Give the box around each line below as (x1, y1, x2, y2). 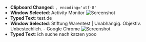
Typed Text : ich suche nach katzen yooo (10, 31, 97, 37)
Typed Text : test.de (10, 15, 52, 21)
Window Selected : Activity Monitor (10, 10, 85, 16)
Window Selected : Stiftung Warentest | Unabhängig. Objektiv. (10, 20, 141, 26)
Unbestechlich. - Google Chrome (10, 26, 80, 32)
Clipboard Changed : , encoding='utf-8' (10, 5, 97, 10)
